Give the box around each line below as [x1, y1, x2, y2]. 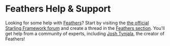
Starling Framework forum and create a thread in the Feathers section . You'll [5, 25, 165, 31]
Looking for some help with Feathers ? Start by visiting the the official [5, 20, 149, 26]
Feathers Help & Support [5, 3, 111, 15]
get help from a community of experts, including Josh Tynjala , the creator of [5, 30, 165, 36]
